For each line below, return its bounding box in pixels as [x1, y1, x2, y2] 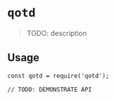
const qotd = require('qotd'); [7, 72, 110, 80]
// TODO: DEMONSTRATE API [7, 85, 92, 93]
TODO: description [26, 28, 88, 38]
